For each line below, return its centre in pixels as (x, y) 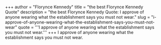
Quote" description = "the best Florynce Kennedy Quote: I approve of (75, 12)
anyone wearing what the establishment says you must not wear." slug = (78, 17)
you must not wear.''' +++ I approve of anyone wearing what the (69, 32)
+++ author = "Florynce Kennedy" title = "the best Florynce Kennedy (74, 7)
